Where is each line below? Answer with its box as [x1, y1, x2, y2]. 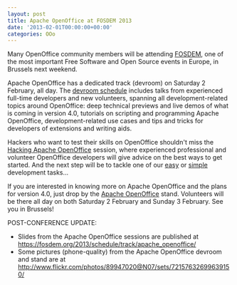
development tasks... [7, 168, 69, 177]
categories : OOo [7, 30, 56, 38]
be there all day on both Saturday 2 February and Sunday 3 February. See [7, 197, 223, 206]
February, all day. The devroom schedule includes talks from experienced [7, 86, 223, 95]
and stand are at [17, 255, 66, 264]
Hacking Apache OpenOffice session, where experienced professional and [7, 145, 226, 154]
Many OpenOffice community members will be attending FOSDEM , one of [7, 50, 224, 58]
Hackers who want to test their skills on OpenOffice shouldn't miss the [7, 138, 214, 147]
